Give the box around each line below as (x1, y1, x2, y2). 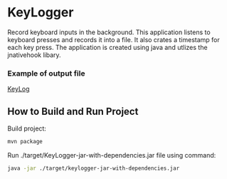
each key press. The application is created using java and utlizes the (7, 43, 208, 51)
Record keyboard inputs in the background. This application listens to (7, 28, 211, 36)
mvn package (7, 138, 43, 145)
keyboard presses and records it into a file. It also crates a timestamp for (7, 35, 220, 44)
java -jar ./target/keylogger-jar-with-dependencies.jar (7, 165, 180, 172)
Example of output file (7, 68, 85, 78)
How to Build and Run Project (7, 105, 139, 118)
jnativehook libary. (7, 51, 62, 59)
